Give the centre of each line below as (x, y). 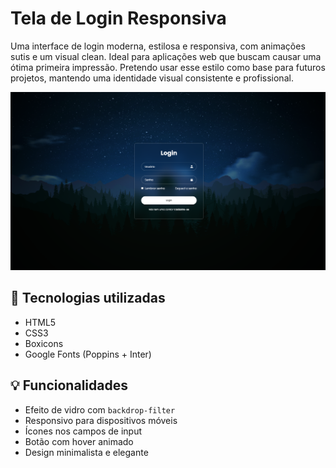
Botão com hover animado (79, 441)
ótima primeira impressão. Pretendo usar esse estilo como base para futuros (168, 67)
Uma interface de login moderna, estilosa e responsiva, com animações (158, 46)
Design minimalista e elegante (86, 452)
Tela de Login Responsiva (118, 18)
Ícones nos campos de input (83, 431)
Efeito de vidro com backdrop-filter (100, 409)
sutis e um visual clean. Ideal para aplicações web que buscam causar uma (166, 56)
